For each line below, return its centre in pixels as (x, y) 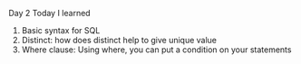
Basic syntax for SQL (61, 30)
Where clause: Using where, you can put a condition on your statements (156, 50)
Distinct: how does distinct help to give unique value (119, 40)
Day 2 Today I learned (50, 13)
